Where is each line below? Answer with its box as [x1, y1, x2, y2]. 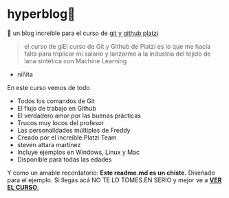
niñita [17, 70, 33, 78]
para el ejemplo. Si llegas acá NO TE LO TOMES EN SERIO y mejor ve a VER [7, 175, 222, 184]
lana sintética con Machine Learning [23, 56, 127, 65]
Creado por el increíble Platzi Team [17, 133, 117, 142]
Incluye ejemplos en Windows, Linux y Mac [17, 148, 140, 156]
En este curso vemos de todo [7, 83, 91, 91]
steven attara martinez [17, 140, 81, 148]
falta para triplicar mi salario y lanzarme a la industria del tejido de [23, 49, 211, 58]
